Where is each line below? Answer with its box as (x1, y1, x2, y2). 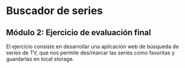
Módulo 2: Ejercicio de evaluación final (6, 28, 151, 38)
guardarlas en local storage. (6, 56, 74, 62)
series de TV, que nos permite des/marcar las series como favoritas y (6, 49, 175, 56)
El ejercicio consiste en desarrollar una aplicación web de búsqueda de (6, 43, 179, 50)
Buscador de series (6, 4, 103, 18)
